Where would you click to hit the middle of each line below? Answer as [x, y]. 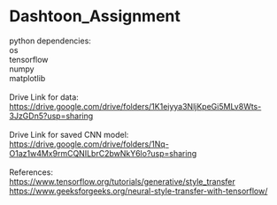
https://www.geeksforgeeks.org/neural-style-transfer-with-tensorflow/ [138, 191]
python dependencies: [50, 41]
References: [31, 172]
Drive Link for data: [44, 97]
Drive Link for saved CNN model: [69, 134]
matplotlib [27, 78]
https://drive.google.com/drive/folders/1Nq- [89, 144]
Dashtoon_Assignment [95, 16]
